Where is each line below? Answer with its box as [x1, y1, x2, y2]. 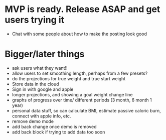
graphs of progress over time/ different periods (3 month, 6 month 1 [12, 97, 152, 103]
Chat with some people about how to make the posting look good [12, 31, 147, 37]
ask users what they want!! [12, 65, 68, 71]
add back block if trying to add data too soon [12, 129, 105, 135]
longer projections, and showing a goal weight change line [12, 91, 133, 97]
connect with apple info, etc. [12, 113, 71, 119]
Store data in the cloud [12, 81, 59, 87]
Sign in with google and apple [12, 86, 74, 92]
